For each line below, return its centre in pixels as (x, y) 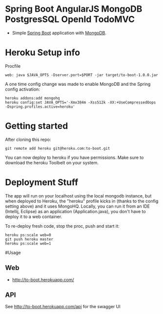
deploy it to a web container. (34, 216)
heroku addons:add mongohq (32, 98)
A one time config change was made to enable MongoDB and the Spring (78, 84)
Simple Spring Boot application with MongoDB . (59, 33)
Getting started (37, 126)
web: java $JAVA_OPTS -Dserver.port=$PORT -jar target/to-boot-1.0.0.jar (82, 75)
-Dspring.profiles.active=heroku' (40, 107)
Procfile (13, 66)
